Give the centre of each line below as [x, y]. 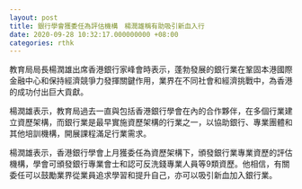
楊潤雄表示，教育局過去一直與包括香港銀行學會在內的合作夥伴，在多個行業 [147, 111]
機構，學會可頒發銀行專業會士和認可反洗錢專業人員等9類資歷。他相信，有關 [150, 164]
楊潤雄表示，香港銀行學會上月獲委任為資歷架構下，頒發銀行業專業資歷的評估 [151, 153]
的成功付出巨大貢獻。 [49, 92]
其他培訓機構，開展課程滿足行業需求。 [80, 134]
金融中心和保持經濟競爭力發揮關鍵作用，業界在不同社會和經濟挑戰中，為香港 [151, 81]
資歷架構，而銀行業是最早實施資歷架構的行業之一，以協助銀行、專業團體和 [155, 122]
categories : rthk [42, 43]
